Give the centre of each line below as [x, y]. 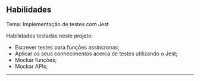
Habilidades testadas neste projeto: [50, 36]
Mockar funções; [36, 60]
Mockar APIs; [31, 66]
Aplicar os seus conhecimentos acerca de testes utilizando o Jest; [96, 54]
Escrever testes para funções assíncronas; [67, 47]
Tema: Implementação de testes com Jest [57, 24]
